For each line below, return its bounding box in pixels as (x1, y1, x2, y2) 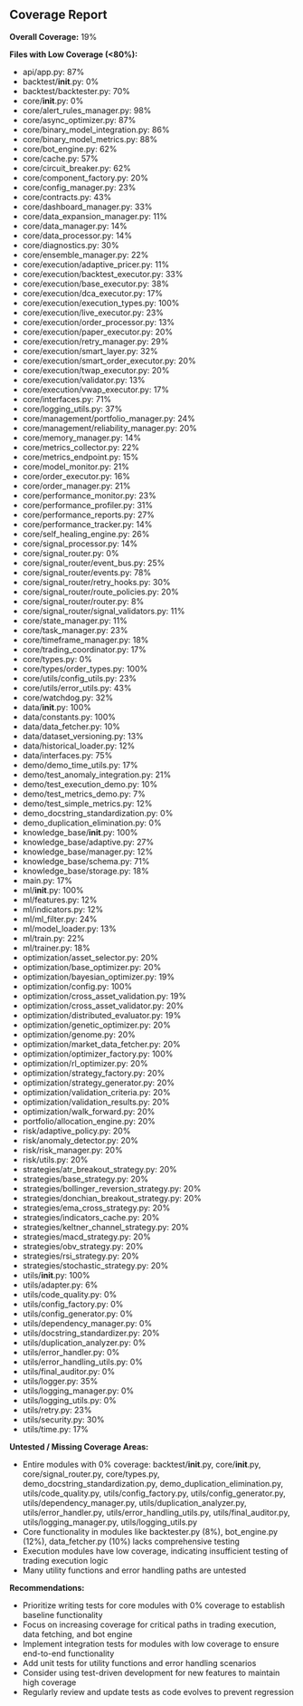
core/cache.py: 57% (22, 153, 99, 164)
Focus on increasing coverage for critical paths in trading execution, (22, 1619, 277, 1630)
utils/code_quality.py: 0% (22, 1288, 118, 1299)
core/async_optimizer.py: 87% (22, 114, 137, 125)
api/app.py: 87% (22, 66, 85, 77)
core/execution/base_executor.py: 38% (22, 278, 170, 289)
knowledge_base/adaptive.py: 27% (22, 836, 155, 847)
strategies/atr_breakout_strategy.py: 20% (22, 1163, 178, 1174)
